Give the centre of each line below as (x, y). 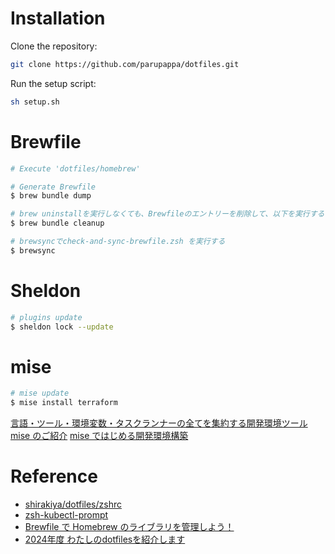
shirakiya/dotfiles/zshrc (73, 504)
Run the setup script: (53, 83)
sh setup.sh (35, 102)
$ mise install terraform (64, 403)
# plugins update (46, 317)
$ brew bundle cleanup (57, 223)
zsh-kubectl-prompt (66, 515)
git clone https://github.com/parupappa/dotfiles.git (125, 64)
